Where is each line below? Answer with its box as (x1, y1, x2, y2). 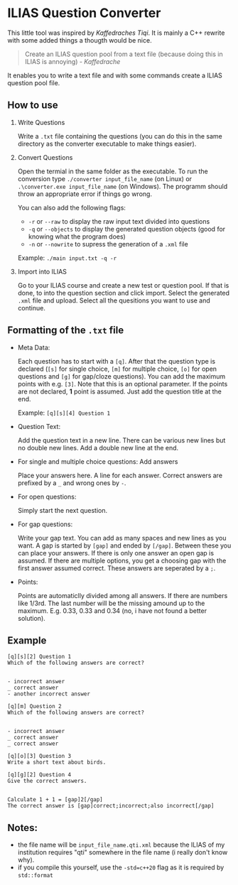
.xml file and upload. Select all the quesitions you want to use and (17, 296, 211, 305)
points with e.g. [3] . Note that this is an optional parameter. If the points (17, 379, 228, 388)
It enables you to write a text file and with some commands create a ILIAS (7, 71, 222, 80)
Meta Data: (17, 343, 50, 352)
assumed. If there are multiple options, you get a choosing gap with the (17, 556, 227, 565)
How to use (7, 99, 58, 112)
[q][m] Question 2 (7, 703, 62, 710)
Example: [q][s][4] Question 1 (17, 408, 111, 417)
